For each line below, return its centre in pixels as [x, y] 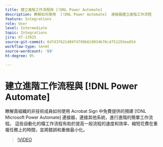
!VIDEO [24, 140]
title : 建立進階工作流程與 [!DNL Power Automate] [54, 10]
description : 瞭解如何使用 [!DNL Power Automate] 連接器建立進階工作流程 [79, 14]
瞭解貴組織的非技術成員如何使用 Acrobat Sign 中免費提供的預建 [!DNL [76, 111]
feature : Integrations [28, 19]
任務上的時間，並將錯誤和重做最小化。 [48, 130]
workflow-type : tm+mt [27, 47]
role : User [16, 24]
